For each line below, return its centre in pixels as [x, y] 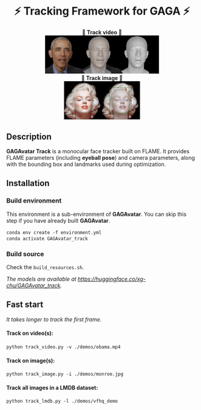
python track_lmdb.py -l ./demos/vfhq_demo [62, 401]
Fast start [25, 305]
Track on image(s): [31, 361]
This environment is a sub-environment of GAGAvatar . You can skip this [97, 214]
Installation [28, 183]
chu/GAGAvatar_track [33, 285]
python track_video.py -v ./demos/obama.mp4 [63, 347]
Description [29, 136]
